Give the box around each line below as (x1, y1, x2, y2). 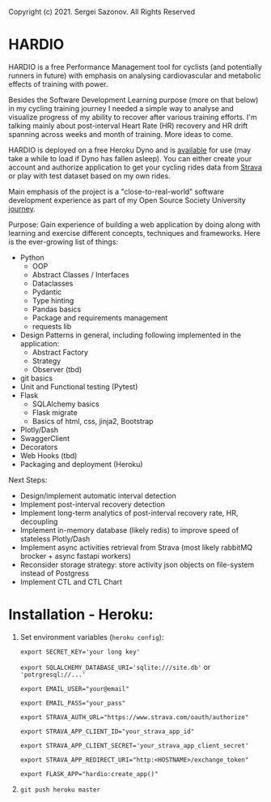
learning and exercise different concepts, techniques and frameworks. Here (8, 228, 261, 238)
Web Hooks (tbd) (19, 450, 78, 461)
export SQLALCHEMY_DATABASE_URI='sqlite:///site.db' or (19, 662, 211, 671)
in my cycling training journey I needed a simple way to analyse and (8, 103, 235, 113)
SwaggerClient (19, 433, 70, 443)
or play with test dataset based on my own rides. (8, 170, 171, 181)
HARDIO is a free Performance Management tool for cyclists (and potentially (8, 62, 263, 71)
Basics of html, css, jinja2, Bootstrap (32, 416, 154, 426)
